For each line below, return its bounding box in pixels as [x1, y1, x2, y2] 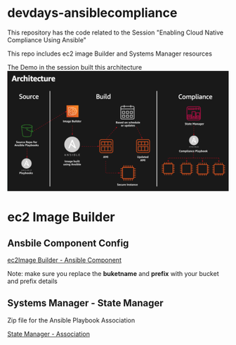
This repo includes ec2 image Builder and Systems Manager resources [7, 49, 213, 58]
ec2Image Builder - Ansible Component [7, 256, 122, 265]
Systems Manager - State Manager [7, 297, 164, 309]
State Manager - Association [7, 330, 90, 338]
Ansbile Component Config [7, 237, 129, 249]
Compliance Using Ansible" [7, 35, 86, 44]
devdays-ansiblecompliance [7, 5, 178, 21]
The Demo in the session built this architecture [7, 63, 143, 71]
